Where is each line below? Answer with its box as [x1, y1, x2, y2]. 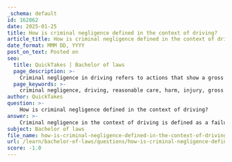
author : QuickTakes [7, 94, 64, 101]
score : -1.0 [7, 145, 41, 152]
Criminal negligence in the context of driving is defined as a [19, 119, 209, 126]
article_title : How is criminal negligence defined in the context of [7, 36, 215, 43]
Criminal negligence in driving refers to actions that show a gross [19, 74, 224, 81]
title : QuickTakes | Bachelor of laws [13, 61, 126, 68]
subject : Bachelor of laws [7, 125, 85, 132]
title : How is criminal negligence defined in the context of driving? [7, 29, 217, 37]
